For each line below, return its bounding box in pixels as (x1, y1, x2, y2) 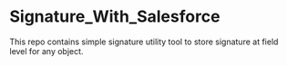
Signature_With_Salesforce (9, 6, 220, 27)
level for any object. (9, 45, 84, 56)
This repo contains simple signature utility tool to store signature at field (9, 36, 279, 47)
